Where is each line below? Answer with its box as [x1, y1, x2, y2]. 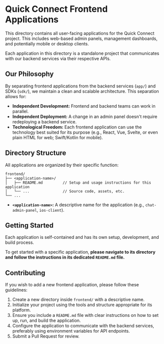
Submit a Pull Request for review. [12, 333, 80, 339]
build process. [5, 239, 35, 245]
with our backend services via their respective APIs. [5, 55, 111, 61]
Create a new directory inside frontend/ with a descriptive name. [12, 297, 145, 303]
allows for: [5, 93, 27, 99]
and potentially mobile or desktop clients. [5, 40, 89, 46]
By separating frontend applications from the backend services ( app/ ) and [5, 83, 156, 89]
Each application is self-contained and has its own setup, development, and [5, 234, 159, 240]
